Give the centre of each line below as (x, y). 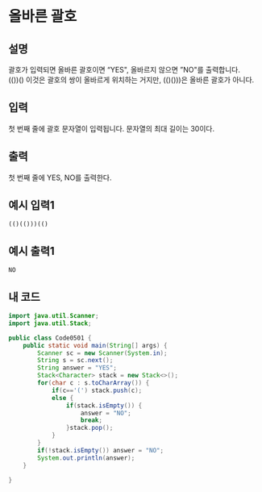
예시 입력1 (31, 205)
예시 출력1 (31, 251)
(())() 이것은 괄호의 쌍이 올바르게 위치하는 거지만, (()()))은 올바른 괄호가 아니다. (131, 80)
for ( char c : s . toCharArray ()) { (94, 383)
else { (62, 398)
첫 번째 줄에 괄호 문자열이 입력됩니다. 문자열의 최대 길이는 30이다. (112, 128)
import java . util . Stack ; (50, 323)
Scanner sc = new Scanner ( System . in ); (102, 353)
